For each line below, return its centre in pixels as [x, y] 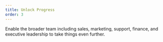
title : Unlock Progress [30, 10]
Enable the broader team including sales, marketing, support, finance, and [82, 28]
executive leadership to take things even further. [55, 34]
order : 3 [14, 14]
